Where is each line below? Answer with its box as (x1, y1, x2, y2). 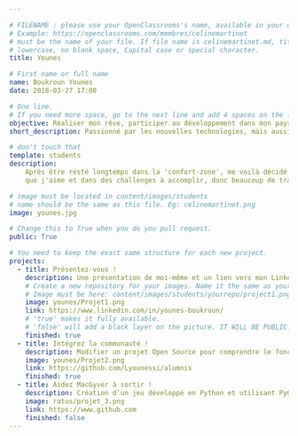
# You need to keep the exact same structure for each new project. (9, 249, 268, 258)
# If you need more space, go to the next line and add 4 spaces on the (9, 110, 284, 120)
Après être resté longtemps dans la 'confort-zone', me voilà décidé (25, 167, 288, 176)
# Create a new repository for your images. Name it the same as (25, 281, 272, 291)
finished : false (25, 413, 86, 422)
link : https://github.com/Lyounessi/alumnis (25, 364, 192, 373)
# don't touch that (9, 143, 82, 152)
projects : (9, 257, 46, 266)
